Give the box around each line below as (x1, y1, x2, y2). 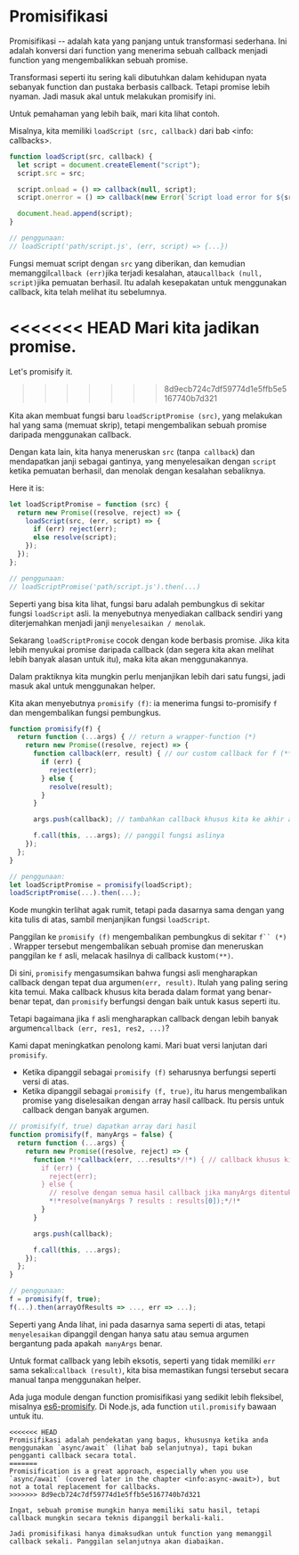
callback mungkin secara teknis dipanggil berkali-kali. (9, 1513, 225, 1522)
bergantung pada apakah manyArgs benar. (9, 1337, 163, 1348)
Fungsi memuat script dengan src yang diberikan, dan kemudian (9, 258, 246, 268)
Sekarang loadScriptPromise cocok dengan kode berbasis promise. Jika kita (9, 635, 290, 646)
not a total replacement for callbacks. (9, 1482, 162, 1491)
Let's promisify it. (9, 366, 73, 376)
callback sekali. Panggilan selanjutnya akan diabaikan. (9, 1536, 225, 1546)
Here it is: (9, 482, 44, 493)
